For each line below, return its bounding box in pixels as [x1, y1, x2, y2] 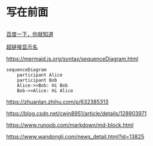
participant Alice [17, 72, 63, 78]
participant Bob [17, 77, 58, 83]
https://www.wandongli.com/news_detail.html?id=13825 [6, 133, 145, 140]
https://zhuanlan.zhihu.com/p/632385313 [6, 98, 109, 105]
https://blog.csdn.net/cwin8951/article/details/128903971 [6, 109, 147, 117]
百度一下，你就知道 [6, 31, 54, 38]
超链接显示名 [6, 43, 38, 50]
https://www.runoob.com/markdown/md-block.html [6, 121, 134, 129]
